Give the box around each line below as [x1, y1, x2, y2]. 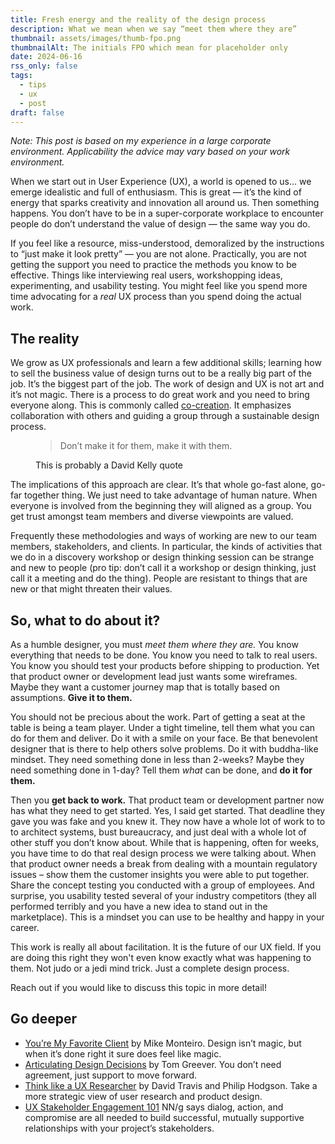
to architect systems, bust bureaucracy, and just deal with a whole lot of [10, 826, 307, 838]
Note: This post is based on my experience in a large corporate [10, 135, 272, 147]
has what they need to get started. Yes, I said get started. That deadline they [10, 805, 326, 816]
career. [10, 922, 40, 933]
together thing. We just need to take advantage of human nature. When [24, 489, 318, 501]
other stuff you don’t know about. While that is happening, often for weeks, [10, 837, 320, 848]
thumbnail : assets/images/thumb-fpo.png [10, 33, 182, 43]
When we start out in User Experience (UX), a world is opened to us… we [10, 176, 312, 188]
